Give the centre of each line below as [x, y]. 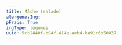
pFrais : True [22, 22]
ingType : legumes [27, 28]
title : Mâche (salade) [34, 11]
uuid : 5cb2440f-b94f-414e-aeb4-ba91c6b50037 [61, 33]
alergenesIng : [23, 17]
